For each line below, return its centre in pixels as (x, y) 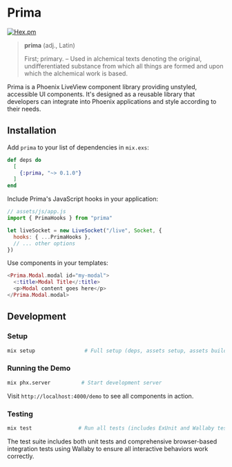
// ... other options (45, 244)
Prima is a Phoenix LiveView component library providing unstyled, (102, 86)
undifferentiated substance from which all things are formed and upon (124, 66)
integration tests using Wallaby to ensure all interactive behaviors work (108, 448)
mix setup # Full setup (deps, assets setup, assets (108, 351)
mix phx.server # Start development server (85, 383)
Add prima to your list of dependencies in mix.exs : (78, 147)
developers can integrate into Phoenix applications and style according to (112, 101)
